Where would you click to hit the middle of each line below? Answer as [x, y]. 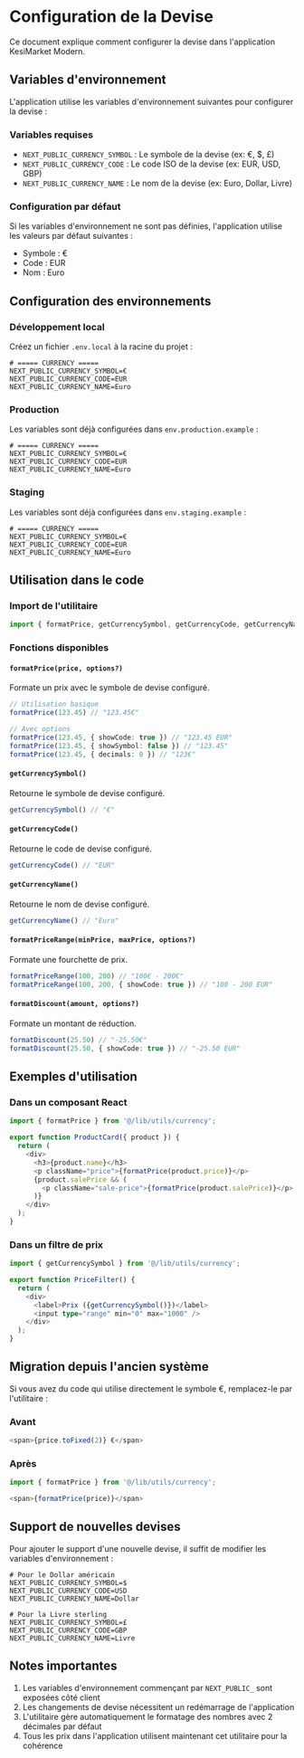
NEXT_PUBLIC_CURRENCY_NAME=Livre [72, 1638]
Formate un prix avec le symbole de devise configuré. [109, 688]
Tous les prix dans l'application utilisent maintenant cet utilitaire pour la [155, 1735]
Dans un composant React [68, 1103]
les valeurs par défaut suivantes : [71, 236]
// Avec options [40, 729]
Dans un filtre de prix [57, 1244]
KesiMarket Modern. [47, 51]
